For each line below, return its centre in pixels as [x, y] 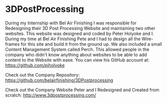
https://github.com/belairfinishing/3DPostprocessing [59, 80]
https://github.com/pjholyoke [35, 65]
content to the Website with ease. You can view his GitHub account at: [77, 60]
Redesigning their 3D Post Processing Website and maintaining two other [80, 28]
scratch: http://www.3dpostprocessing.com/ [51, 95]
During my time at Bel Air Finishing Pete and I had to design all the [73, 39]
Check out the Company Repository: [42, 75]
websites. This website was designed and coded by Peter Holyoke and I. [80, 33]
